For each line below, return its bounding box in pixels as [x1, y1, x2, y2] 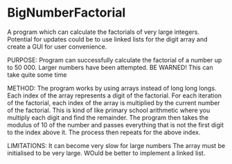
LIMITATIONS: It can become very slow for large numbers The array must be [7, 141, 226, 149]
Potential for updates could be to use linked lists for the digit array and [7, 35, 208, 43]
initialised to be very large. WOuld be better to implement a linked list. [7, 149, 206, 157]
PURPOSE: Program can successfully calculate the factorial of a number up [7, 55, 222, 64]
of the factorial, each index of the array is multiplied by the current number [7, 98, 220, 107]
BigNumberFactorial [7, 5, 126, 21]
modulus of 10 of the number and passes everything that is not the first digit [7, 120, 224, 129]
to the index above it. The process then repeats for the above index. [7, 128, 201, 136]
